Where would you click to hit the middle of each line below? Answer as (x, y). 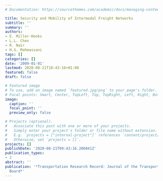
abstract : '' (18, 162)
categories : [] (20, 59)
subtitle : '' (18, 23)
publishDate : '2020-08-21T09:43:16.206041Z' (51, 148)
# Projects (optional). (29, 122)
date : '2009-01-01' (25, 64)
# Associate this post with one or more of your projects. (68, 126)
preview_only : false (30, 113)
